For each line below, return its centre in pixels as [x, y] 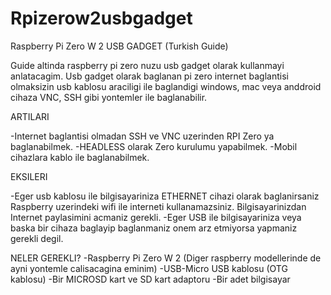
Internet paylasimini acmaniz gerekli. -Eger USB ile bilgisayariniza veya [156, 217]
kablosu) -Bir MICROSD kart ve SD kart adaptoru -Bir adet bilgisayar [150, 279]
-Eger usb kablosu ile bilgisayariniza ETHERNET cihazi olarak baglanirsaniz [165, 196]
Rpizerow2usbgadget [101, 18]
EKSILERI [29, 176]
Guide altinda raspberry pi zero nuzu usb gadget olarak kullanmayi [147, 65]
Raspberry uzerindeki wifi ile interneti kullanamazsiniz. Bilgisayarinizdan [158, 206]
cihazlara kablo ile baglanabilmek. [80, 157]
